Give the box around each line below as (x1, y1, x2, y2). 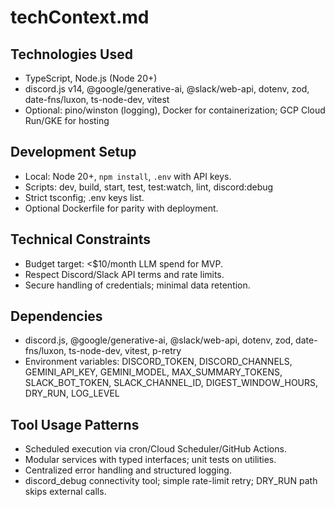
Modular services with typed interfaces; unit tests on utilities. (24, 454, 277, 466)
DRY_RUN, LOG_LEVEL (24, 387, 120, 400)
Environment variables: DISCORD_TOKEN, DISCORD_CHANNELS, (24, 356, 293, 368)
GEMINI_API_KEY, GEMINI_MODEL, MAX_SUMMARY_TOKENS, (24, 366, 283, 378)
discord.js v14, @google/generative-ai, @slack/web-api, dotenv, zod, (24, 83, 310, 95)
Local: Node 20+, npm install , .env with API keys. (24, 170, 232, 182)
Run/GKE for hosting (24, 115, 110, 126)
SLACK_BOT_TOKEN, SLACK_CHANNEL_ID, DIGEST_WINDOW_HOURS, (24, 377, 319, 389)
